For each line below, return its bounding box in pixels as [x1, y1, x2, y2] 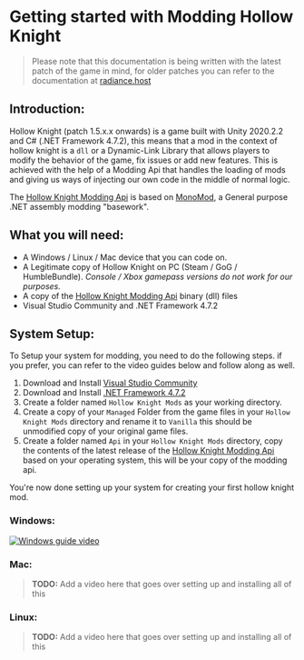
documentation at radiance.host [31, 75, 152, 85]
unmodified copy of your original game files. [22, 425, 189, 437]
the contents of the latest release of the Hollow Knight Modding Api [22, 445, 275, 456]
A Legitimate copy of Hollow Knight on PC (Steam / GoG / [22, 261, 238, 272]
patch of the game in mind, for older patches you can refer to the [31, 65, 275, 76]
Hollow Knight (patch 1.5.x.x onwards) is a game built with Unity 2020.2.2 [9, 125, 284, 136]
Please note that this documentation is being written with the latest [31, 55, 281, 66]
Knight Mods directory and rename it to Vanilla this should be [22, 416, 252, 427]
